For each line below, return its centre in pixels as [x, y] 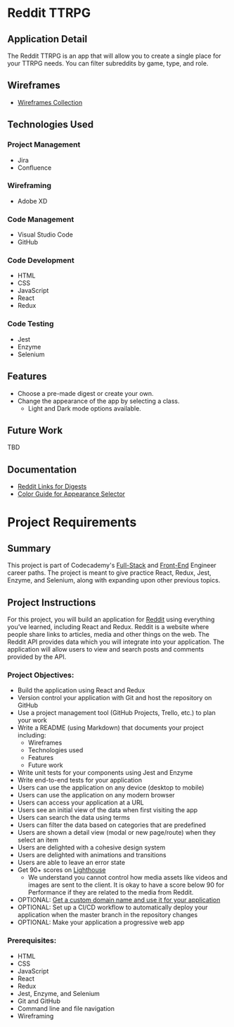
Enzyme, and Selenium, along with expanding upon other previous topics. [114, 580]
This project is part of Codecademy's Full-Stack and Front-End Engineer [112, 566]
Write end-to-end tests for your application [80, 780]
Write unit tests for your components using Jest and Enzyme [105, 773]
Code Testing [31, 324]
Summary [29, 548]
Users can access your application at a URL [80, 803]
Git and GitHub [39, 1001]
